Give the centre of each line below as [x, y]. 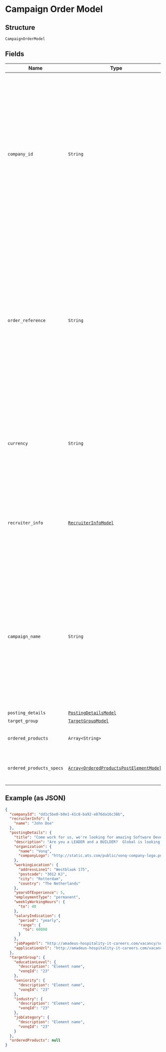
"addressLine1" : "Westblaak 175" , [54, 870]
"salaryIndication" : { [37, 916]
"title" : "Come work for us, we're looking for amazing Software [83, 837]
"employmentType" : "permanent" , [47, 898]
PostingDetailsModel [92, 713]
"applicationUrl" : [33, 948]
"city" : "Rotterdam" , [41, 879]
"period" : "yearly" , [39, 920]
